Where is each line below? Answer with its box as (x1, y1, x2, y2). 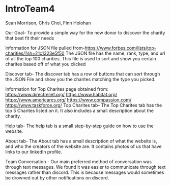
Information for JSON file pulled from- (5, 45, 85, 51)
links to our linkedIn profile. (5, 148, 63, 155)
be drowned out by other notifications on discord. (5, 174, 109, 180)
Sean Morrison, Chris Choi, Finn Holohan (5, 20, 91, 26)
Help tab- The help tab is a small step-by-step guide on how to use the (5, 123, 154, 129)
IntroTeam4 (5, 3, 55, 15)
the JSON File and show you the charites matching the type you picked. (5, 76, 156, 82)
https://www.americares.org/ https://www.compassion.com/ (5, 97, 132, 103)
